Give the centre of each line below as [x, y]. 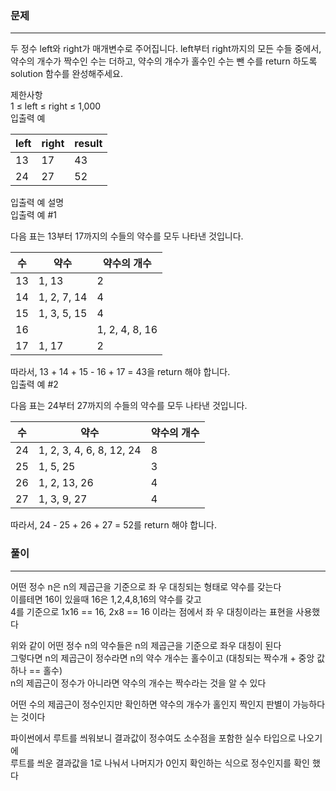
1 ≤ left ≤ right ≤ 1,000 [56, 106]
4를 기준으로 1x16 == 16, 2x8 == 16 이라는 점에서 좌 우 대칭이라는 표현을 [152, 611]
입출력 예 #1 [33, 215]
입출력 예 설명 [37, 203]
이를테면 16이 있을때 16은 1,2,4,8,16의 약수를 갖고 [106, 599]
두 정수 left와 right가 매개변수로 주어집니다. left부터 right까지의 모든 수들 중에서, [166, 49]
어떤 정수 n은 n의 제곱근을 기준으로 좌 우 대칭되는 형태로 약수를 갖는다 [146, 586]
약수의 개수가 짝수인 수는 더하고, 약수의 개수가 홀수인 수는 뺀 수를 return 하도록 [164, 61]
